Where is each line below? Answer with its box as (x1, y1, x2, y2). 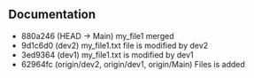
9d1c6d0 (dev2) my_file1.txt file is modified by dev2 (20, 40, 209, 51)
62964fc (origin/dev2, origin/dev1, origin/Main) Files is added (20, 58, 245, 69)
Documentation (8, 7, 96, 22)
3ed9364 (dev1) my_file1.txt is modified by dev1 (20, 49, 194, 60)
